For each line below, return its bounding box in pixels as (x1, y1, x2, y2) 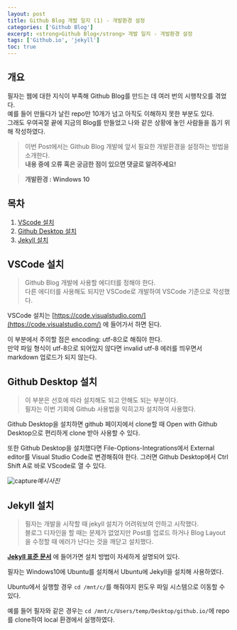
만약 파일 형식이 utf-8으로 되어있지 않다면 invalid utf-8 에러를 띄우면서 (7, 344, 202, 353)
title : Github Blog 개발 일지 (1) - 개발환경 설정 (7, 17, 145, 24)
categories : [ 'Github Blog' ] (7, 23, 94, 31)
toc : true (7, 43, 37, 50)
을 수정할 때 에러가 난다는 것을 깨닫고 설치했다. (24, 537, 154, 546)
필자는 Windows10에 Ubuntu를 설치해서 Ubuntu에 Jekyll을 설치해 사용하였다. (7, 568, 224, 576)
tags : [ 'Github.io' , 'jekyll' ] (7, 37, 100, 44)
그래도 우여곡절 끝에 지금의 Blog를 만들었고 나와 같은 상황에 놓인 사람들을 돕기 (7, 118, 224, 126)
